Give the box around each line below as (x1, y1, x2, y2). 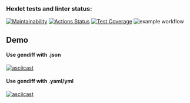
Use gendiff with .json (6, 51, 61, 59)
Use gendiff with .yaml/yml (6, 78, 74, 85)
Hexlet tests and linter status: (6, 5, 92, 13)
